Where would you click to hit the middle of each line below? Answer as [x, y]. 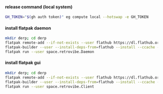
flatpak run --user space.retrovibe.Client [50, 86]
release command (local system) [39, 7]
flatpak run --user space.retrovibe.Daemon [50, 52]
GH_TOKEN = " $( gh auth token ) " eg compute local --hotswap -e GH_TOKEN [77, 17]
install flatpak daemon [28, 28]
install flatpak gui [23, 63]
